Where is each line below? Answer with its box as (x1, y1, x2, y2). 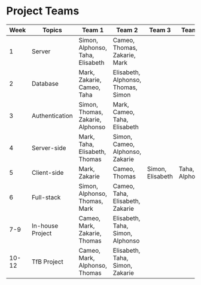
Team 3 (149, 26, 171, 34)
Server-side (32, 144, 66, 152)
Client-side (32, 168, 64, 177)
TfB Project (32, 257, 64, 266)
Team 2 (116, 26, 138, 34)
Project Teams (6, 4, 80, 18)
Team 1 (81, 26, 104, 34)
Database (32, 79, 59, 87)
